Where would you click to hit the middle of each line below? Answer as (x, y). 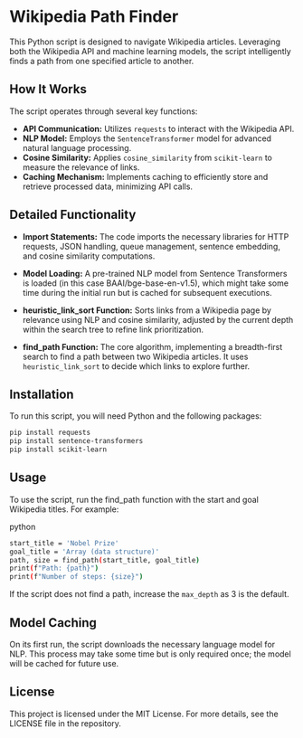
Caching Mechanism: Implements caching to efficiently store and (145, 176)
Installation (42, 394)
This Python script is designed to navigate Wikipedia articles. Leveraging (145, 42)
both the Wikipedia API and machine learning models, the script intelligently (150, 51)
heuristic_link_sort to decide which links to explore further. (136, 366)
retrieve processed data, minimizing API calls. (107, 186)
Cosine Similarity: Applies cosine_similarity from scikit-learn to (147, 157)
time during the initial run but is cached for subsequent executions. (147, 292)
